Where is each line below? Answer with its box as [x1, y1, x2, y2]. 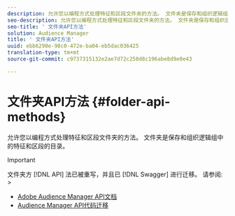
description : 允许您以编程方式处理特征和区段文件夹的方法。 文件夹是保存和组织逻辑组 [7, 10, 229, 17]
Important [7, 155, 36, 164]
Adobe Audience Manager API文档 [17, 192, 117, 201]
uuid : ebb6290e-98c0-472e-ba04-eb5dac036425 [7, 43, 139, 49]
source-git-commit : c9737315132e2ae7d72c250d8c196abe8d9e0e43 [7, 56, 192, 63]
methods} [7, 109, 66, 125]
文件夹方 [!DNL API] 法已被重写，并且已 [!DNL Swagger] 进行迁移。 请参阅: [7, 170, 223, 178]
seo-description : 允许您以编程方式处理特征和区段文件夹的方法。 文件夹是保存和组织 [7, 17, 225, 24]
